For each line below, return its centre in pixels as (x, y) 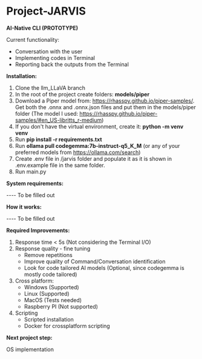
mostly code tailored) (50, 274)
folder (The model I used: (47, 113)
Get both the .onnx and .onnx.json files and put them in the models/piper (106, 107)
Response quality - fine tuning (53, 248)
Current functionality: (33, 39)
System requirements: (35, 183)
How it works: (24, 207)
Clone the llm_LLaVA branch (50, 88)
